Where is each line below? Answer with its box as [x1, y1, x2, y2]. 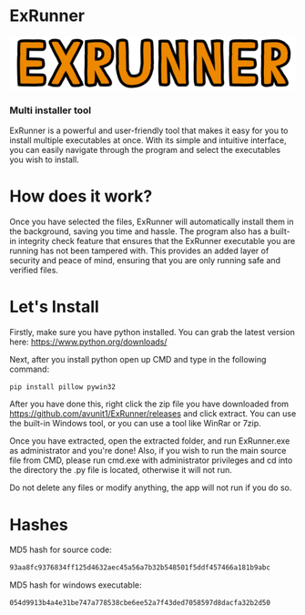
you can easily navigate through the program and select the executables [9, 144, 280, 155]
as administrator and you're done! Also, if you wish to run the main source [9, 446, 287, 456]
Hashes [9, 514, 68, 535]
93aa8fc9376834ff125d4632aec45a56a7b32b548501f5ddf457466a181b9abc [9, 563, 271, 572]
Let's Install [9, 296, 100, 317]
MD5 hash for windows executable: [9, 579, 143, 590]
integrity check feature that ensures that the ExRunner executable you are [17, 235, 296, 246]
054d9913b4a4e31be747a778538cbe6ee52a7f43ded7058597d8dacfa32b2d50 [9, 599, 271, 608]
